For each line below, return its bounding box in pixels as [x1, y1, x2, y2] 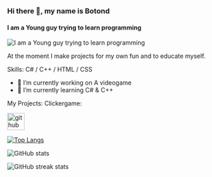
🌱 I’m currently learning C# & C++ [17, 86, 114, 94]
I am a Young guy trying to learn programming [7, 23, 142, 32]
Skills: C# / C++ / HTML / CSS [7, 65, 93, 74]
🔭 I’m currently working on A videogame [17, 79, 132, 87]
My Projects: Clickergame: [7, 99, 82, 107]
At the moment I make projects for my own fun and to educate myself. [7, 52, 206, 61]
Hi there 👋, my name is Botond [7, 6, 110, 16]
